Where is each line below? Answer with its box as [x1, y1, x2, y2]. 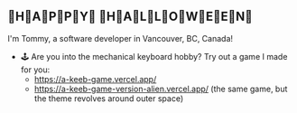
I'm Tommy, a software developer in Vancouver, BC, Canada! [7, 33, 234, 43]
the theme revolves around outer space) [33, 92, 184, 104]
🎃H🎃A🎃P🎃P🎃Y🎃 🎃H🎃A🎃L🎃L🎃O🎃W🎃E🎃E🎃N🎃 [7, 9, 254, 24]
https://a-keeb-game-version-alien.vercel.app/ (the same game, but [33, 83, 288, 94]
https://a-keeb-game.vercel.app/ [33, 73, 157, 84]
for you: [20, 64, 51, 75]
